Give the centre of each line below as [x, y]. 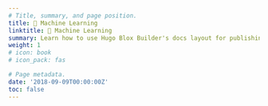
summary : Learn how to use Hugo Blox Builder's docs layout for [117, 38]
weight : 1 [25, 45]
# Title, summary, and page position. [73, 16]
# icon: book [30, 53]
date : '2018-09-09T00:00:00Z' [59, 82]
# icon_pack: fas [37, 61]
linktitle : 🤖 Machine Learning [60, 30]
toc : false [26, 89]
